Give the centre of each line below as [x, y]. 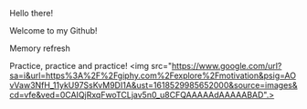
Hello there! [31, 13]
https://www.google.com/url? [227, 66]
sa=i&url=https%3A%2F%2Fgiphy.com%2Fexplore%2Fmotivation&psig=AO [153, 75]
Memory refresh [40, 48]
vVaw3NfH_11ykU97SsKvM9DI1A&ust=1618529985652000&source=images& [153, 85]
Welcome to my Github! [53, 30]
